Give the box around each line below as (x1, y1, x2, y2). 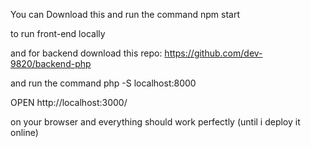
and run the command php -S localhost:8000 (10, 77, 197, 89)
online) (10, 127, 39, 138)
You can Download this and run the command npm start (10, 9, 241, 20)
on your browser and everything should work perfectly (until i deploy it (10, 116, 301, 128)
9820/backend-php (10, 58, 92, 69)
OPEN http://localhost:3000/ (10, 97, 128, 108)
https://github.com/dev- (164, 47, 263, 59)
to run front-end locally (10, 28, 106, 39)
